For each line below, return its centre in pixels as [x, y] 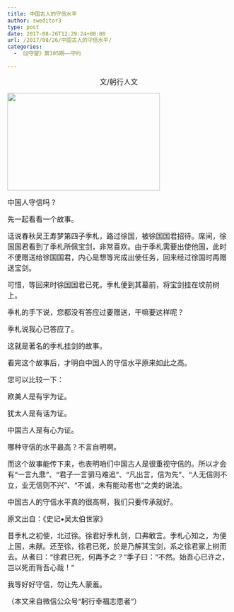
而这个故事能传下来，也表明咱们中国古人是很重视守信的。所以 [110, 464]
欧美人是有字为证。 [40, 396]
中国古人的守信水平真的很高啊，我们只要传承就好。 [93, 502]
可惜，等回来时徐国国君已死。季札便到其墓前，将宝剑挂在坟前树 [114, 284]
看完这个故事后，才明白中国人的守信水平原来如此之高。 [100, 362]
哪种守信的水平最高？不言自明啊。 [64, 447]
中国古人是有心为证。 [43, 430]
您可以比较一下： [36, 379]
